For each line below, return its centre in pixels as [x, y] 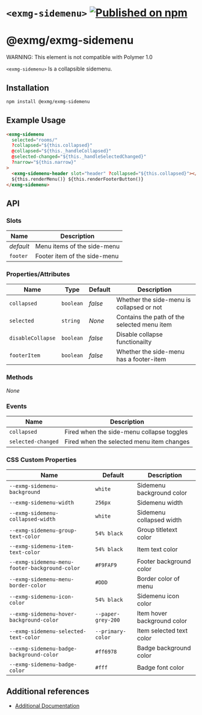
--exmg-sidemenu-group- [43, 531]
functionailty [134, 342]
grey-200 [108, 620]
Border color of [158, 579]
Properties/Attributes [38, 274]
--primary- [111, 632]
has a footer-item [141, 360]
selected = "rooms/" [35, 140]
